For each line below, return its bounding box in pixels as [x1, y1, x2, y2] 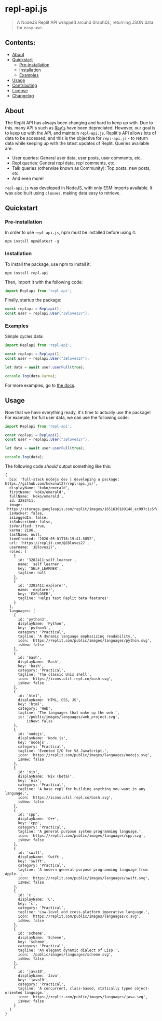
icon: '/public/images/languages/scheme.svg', [17, 952, 113, 957]
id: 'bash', [17, 655, 42, 660]
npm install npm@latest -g [5, 239, 59, 244]
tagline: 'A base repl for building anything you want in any [17, 787, 146, 792]
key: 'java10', [17, 978, 49, 983]
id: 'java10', [17, 969, 47, 974]
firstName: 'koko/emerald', [9, 490, 66, 495]
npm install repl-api [5, 271, 49, 275]
